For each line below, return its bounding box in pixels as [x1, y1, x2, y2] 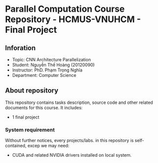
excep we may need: [27, 143, 69, 149]
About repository [5, 87, 59, 95]
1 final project [12, 114, 40, 120]
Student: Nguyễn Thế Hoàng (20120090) [12, 62, 95, 68]
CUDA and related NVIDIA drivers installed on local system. [12, 152, 132, 158]
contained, [5, 143, 27, 149]
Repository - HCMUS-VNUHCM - [5, 14, 141, 25]
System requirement [5, 126, 55, 133]
